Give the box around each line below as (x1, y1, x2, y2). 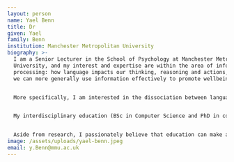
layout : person (7, 10, 52, 17)
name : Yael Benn (7, 17, 54, 24)
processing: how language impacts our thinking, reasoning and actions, (13, 68, 229, 75)
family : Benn (7, 36, 45, 43)
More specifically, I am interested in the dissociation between (13, 94, 208, 101)
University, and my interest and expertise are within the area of (13, 62, 214, 69)
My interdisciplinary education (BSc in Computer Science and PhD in (13, 112, 219, 119)
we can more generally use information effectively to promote (13, 75, 201, 82)
